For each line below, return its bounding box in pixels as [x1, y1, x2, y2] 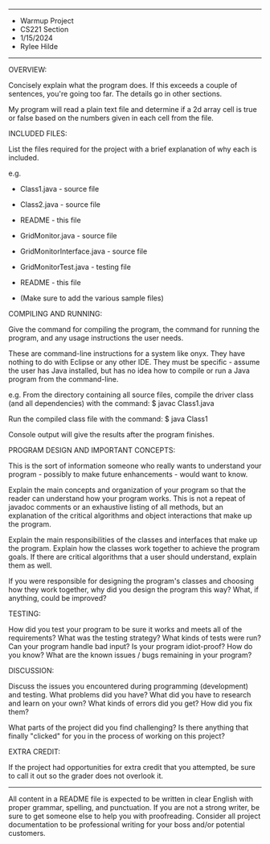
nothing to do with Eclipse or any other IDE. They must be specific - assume [8, 358, 260, 366]
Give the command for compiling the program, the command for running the [8, 325, 260, 334]
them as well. [8, 561, 52, 570]
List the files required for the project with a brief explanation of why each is [8, 144, 257, 154]
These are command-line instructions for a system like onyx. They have [8, 349, 245, 358]
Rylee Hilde [19, 42, 59, 51]
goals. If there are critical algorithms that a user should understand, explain [8, 552, 257, 561]
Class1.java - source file [19, 184, 100, 193]
